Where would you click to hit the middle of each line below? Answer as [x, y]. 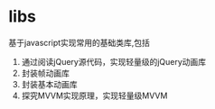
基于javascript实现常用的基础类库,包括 [79, 42]
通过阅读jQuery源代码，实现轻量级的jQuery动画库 [114, 61]
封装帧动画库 [45, 73]
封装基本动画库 [49, 84]
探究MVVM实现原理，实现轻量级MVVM [94, 95]
